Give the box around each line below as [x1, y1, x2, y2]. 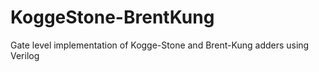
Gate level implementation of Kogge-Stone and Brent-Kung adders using [10, 39, 310, 51]
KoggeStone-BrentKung [10, 6, 215, 29]
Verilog [10, 49, 40, 61]
